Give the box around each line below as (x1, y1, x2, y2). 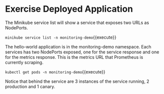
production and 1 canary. (5, 83, 55, 89)
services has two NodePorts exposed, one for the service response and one (5, 49, 160, 55)
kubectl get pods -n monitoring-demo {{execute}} (5, 69, 106, 74)
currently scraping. (5, 59, 44, 65)
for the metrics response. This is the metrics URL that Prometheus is (5, 54, 143, 60)
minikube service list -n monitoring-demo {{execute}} (5, 34, 117, 40)
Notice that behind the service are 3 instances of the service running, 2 (5, 78, 150, 84)
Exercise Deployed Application (5, 3, 134, 15)
